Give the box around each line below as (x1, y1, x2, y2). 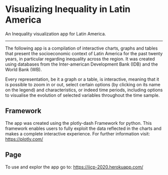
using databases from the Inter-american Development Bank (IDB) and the (5, 61, 158, 67)
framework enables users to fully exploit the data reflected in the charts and (5, 125, 161, 131)
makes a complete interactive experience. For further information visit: (5, 130, 150, 136)
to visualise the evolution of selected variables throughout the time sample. (5, 92, 160, 98)
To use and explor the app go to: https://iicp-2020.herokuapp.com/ (5, 164, 143, 170)
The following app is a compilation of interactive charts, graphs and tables (5, 45, 158, 51)
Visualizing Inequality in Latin (5, 4, 131, 15)
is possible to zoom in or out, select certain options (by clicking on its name (5, 81, 161, 87)
